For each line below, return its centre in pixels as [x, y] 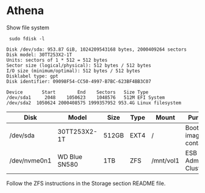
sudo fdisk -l [27, 38]
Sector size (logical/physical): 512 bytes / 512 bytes [79, 65]
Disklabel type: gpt [33, 76]
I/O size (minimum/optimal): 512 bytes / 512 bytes [73, 71]
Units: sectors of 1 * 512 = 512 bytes [57, 60]
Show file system [28, 27]
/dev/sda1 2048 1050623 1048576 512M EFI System [86, 97]
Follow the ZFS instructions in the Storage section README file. [86, 183]
